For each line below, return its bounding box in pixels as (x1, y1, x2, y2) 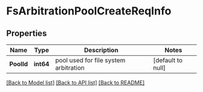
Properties (6, 28, 47, 38)
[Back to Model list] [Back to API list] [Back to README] (6, 79, 145, 86)
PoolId (9, 60, 28, 68)
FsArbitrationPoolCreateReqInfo (6, 4, 172, 18)
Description (83, 46, 119, 54)
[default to (153, 56, 183, 64)
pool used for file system (55, 56, 126, 64)
